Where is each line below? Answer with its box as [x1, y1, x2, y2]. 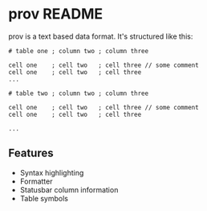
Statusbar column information [19, 184, 119, 194]
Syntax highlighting [19, 168, 84, 177]
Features [8, 147, 54, 160]
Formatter [19, 176, 53, 186]
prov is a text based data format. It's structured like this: [8, 31, 193, 41]
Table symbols [19, 193, 69, 203]
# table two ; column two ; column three [8, 89, 149, 97]
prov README [8, 5, 103, 23]
